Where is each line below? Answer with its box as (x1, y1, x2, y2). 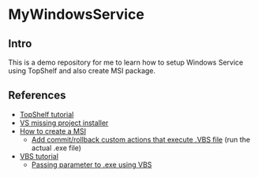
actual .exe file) (31, 143, 81, 153)
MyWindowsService (8, 6, 144, 24)
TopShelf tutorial (19, 109, 74, 119)
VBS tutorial (19, 151, 59, 160)
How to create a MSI (19, 126, 87, 135)
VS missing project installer (19, 118, 109, 127)
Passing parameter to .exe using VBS (31, 160, 152, 169)
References (8, 89, 66, 102)
